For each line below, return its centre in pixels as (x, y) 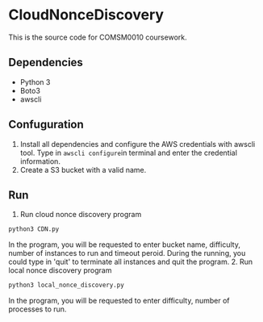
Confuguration (46, 125)
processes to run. (38, 309)
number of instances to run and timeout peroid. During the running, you (127, 253)
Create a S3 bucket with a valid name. (83, 169)
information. (40, 161)
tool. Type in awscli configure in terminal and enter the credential (129, 153)
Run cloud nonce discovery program (81, 215)
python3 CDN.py (34, 229)
